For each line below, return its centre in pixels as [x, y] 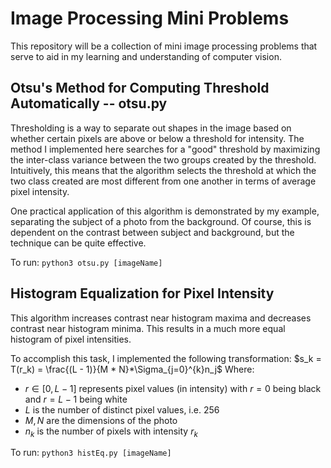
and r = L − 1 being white [76, 399]
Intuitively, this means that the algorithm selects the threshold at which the [163, 170]
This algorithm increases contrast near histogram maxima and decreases [161, 318]
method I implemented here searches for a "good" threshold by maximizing [165, 149]
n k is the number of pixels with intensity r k [111, 432]
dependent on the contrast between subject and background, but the [152, 232]
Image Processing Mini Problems [150, 18]
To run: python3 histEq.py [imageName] [91, 453]
